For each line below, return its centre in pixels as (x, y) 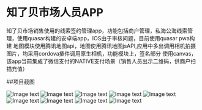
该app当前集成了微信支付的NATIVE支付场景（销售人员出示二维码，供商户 (99, 61)
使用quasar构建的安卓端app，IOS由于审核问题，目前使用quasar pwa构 (106, 38)
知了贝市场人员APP (55, 13)
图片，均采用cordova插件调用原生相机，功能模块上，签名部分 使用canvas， (102, 53)
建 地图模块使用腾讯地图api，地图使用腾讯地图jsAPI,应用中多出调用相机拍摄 (101, 46)
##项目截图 (21, 82)
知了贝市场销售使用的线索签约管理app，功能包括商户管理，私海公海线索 (97, 31)
